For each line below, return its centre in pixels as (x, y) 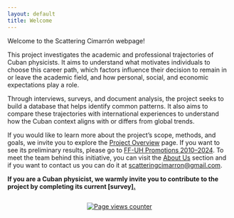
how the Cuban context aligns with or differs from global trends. (101, 121)
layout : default (31, 14)
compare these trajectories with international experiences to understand (113, 114)
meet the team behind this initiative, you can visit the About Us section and (117, 158)
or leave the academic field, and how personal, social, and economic (108, 77)
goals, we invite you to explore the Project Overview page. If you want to (114, 142)
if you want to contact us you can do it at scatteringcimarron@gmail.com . (115, 165)
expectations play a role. (43, 85)
